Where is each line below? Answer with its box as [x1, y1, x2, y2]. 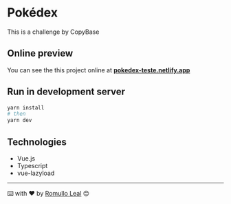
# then [7, 110, 26, 118]
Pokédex [7, 5, 58, 21]
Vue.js [16, 154, 36, 163]
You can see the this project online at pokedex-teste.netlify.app [7, 65, 190, 74]
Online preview [7, 48, 74, 59]
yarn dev [7, 117, 32, 124]
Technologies [7, 136, 67, 147]
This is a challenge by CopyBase [7, 28, 100, 36]
